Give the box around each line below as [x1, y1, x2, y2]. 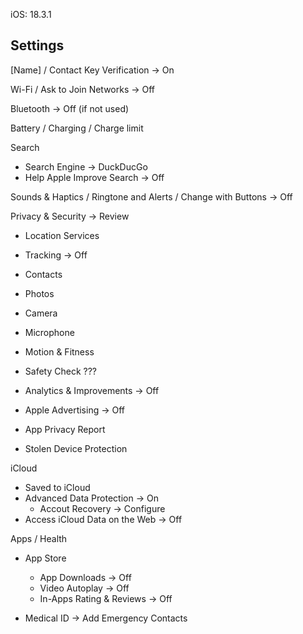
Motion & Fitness [24, 345, 95, 358]
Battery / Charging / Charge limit [10, 122, 144, 134]
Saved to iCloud [24, 481, 91, 493]
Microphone [24, 326, 75, 338]
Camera [24, 307, 58, 319]
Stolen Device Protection [24, 442, 128, 454]
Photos [24, 287, 55, 299]
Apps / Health [10, 532, 68, 544]
